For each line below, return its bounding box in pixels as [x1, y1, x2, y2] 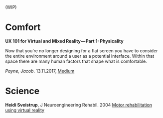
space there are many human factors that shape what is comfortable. [5, 58, 147, 64]
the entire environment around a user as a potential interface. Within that [5, 53, 155, 59]
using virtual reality [5, 107, 45, 113]
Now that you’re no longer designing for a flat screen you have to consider [5, 47, 158, 54]
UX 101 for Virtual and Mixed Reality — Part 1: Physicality [5, 38, 124, 44]
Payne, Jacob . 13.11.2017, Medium [5, 68, 75, 74]
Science [5, 86, 40, 97]
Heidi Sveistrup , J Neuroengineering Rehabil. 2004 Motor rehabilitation [5, 102, 153, 108]
